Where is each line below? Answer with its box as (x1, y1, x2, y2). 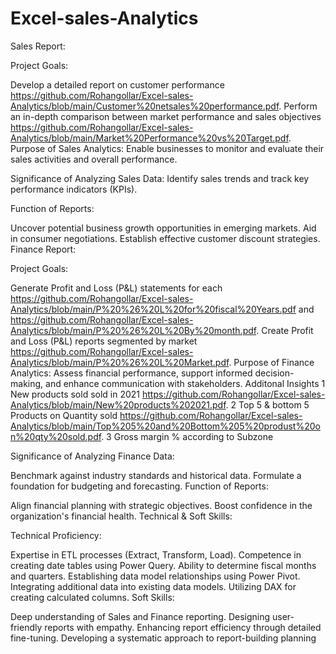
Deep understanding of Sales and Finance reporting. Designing (10, 610, 271, 622)
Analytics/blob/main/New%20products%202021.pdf (10, 398, 227, 411)
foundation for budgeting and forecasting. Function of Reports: (10, 480, 269, 492)
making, (10, 377, 44, 389)
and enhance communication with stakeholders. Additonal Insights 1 (45, 377, 326, 389)
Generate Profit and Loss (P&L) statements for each (10, 282, 223, 294)
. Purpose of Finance (228, 356, 315, 368)
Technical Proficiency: (10, 529, 102, 541)
